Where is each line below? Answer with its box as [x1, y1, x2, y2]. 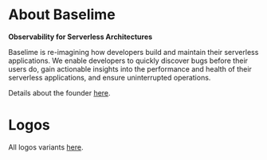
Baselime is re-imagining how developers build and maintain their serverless [8, 47, 259, 57]
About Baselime [8, 6, 116, 24]
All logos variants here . [8, 142, 84, 152]
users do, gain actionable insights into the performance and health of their [8, 64, 253, 73]
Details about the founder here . [8, 88, 111, 97]
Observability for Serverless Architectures [8, 32, 153, 41]
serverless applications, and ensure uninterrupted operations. [8, 72, 211, 82]
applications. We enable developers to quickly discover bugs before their [8, 56, 249, 65]
